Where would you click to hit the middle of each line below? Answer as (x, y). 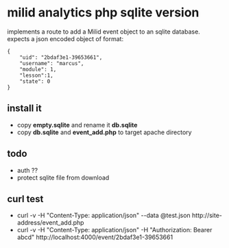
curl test (25, 199)
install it (25, 109)
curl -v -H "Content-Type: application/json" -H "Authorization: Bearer (114, 230)
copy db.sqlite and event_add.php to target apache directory (104, 132)
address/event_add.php (50, 223)
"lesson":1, (36, 75)
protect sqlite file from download (63, 177)
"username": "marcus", (52, 63)
